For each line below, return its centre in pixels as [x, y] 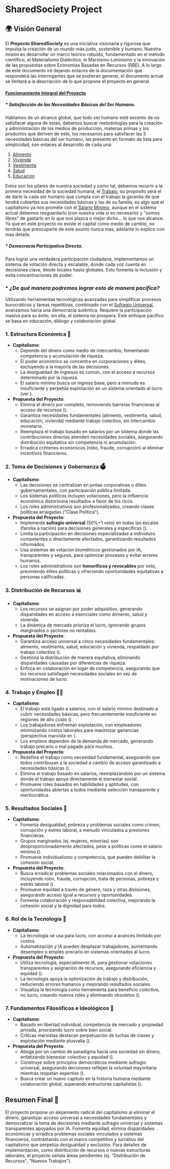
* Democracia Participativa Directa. [44, 246]
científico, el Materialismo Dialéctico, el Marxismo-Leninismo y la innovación [85, 60]
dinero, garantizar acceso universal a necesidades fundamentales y [76, 1118]
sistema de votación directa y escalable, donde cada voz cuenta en [76, 264]
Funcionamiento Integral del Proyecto [46, 93]
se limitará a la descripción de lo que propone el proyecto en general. [78, 81]
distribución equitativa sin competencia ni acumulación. [78, 442]
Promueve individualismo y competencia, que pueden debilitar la [88, 857]
